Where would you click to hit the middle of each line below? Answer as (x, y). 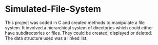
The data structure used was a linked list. (46, 38)
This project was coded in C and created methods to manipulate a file (75, 22)
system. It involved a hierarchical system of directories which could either (79, 27)
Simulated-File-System (53, 9)
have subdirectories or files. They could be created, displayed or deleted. (79, 33)
